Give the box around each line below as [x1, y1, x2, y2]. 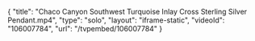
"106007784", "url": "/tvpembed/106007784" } [7, 24, 163, 33]
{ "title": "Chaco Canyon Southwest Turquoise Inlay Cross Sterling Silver [7, 7, 248, 16]
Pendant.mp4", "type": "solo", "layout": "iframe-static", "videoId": [7, 15, 225, 25]
